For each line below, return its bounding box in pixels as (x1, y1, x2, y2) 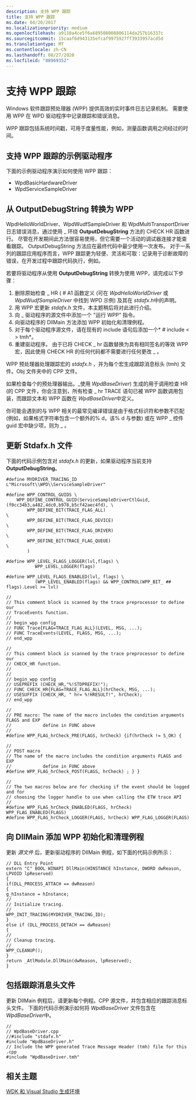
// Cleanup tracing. (6, 937, 57, 943)
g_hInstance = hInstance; (6, 891, 69, 897)
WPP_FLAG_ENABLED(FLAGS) (6, 809, 67, 815)
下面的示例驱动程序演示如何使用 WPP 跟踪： (6, 168, 113, 175)
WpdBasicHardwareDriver (14, 179, 78, 186)
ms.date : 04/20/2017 (6, 19, 57, 25)
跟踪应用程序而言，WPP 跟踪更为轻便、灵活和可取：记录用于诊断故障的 (16, 250, 188, 257)
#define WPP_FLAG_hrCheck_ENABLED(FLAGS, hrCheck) (6, 804, 132, 810)
